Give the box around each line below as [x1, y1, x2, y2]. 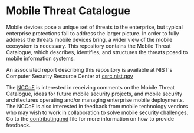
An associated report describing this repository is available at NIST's [6, 66, 173, 73]
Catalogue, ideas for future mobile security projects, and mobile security [6, 90, 183, 97]
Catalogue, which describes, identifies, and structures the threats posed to [6, 48, 188, 55]
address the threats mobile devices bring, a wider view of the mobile [6, 36, 173, 43]
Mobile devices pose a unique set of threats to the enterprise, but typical [6, 24, 183, 31]
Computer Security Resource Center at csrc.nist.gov [6, 72, 134, 79]
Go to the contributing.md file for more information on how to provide [6, 115, 175, 122]
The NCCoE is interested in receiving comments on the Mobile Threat [6, 84, 175, 91]
